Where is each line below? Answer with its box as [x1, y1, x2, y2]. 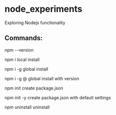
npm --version [4, 47, 34, 53]
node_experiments [4, 3, 83, 15]
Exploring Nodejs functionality [4, 20, 66, 26]
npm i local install [4, 57, 40, 62]
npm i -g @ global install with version [4, 75, 79, 82]
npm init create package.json [4, 85, 63, 91]
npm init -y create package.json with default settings [4, 94, 111, 100]
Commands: [4, 34, 43, 42]
